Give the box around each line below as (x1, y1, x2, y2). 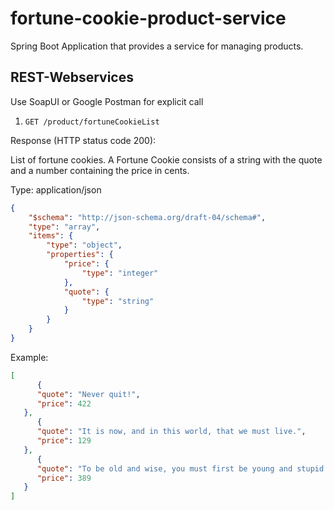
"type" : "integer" (81, 268, 159, 278)
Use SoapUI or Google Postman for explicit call (10, 95, 204, 107)
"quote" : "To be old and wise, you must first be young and (36, 463, 293, 474)
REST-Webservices (10, 69, 134, 86)
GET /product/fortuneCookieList (24, 117, 160, 127)
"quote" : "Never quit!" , (36, 389, 141, 399)
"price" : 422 (36, 398, 92, 409)
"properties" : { (46, 250, 114, 260)
